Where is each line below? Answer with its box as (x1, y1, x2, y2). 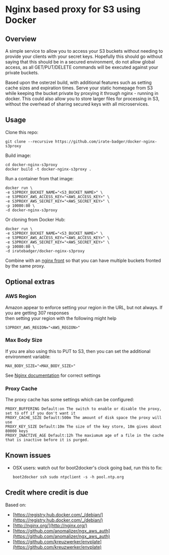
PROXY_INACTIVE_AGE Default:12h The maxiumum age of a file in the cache (5, 433, 164, 438)
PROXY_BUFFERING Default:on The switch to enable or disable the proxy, (5, 406, 162, 412)
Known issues (5, 451, 51, 460)
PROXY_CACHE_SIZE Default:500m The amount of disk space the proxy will (5, 415, 162, 420)
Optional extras (5, 278, 55, 286)
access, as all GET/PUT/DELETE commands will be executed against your (5, 64, 158, 70)
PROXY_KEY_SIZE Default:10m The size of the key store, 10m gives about (5, 424, 162, 430)
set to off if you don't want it (5, 411, 76, 416)
